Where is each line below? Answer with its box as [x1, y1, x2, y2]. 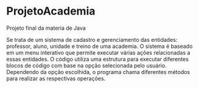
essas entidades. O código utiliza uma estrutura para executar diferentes [6, 55, 189, 63]
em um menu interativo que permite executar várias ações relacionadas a [6, 49, 190, 56]
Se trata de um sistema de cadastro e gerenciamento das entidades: [6, 36, 178, 43]
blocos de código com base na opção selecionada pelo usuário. [6, 62, 167, 69]
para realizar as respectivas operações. [6, 75, 106, 82]
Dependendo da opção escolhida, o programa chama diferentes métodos [6, 68, 190, 75]
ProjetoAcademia [6, 4, 96, 18]
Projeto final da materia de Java [6, 24, 86, 32]
